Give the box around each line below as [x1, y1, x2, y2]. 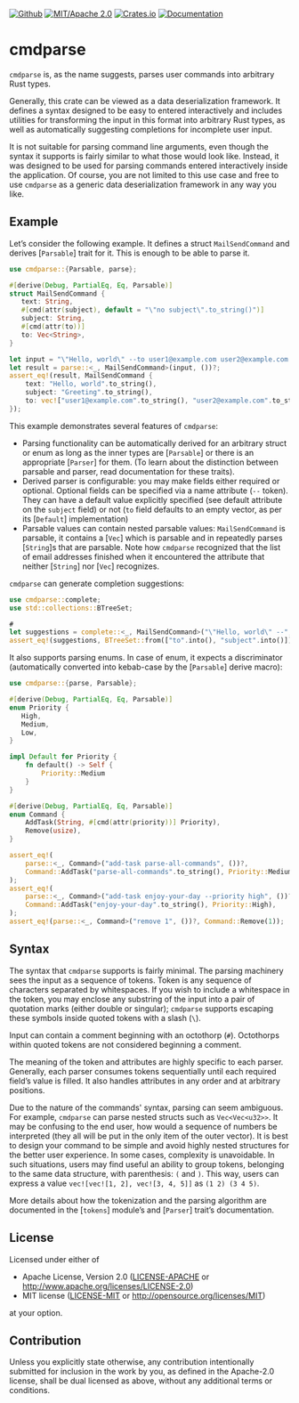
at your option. [9, 1307, 63, 1318]
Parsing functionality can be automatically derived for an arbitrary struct [21, 437, 287, 449]
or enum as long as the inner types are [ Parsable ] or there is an [21, 447, 255, 458]
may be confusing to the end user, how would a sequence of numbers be [9, 1121, 278, 1131]
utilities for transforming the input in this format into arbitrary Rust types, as [9, 114, 286, 125]
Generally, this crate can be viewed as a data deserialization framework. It [9, 95, 280, 106]
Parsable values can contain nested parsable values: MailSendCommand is [21, 523, 287, 533]
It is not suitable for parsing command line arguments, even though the [9, 141, 269, 151]
